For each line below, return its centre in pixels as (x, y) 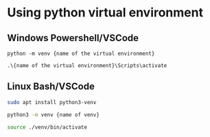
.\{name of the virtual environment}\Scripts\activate (87, 66)
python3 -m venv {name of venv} (53, 114)
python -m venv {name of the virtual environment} (81, 53)
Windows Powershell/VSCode (73, 38)
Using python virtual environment (105, 13)
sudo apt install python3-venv (52, 102)
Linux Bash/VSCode (51, 87)
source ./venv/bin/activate (47, 127)
